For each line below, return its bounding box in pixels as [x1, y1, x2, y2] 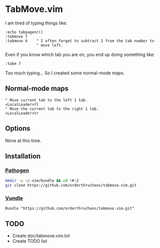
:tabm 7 [5, 61, 21, 66]
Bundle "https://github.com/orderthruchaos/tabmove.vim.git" [5, 206, 135, 211]
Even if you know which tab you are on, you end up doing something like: [5, 51, 155, 57]
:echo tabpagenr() [5, 29, 43, 34]
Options [5, 124, 31, 133]
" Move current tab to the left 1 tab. [5, 97, 88, 103]
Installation [5, 152, 41, 160]
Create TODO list [12, 238, 47, 244]
